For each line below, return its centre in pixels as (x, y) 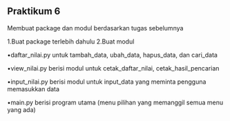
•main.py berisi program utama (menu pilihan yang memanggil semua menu (115, 102)
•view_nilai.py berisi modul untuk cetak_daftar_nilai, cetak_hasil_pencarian (113, 68)
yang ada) (21, 109)
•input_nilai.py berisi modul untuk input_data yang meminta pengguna (107, 82)
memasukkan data (33, 89)
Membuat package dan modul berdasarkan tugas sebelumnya (95, 28)
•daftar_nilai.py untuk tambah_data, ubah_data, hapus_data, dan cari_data (112, 55)
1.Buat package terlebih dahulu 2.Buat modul (71, 41)
